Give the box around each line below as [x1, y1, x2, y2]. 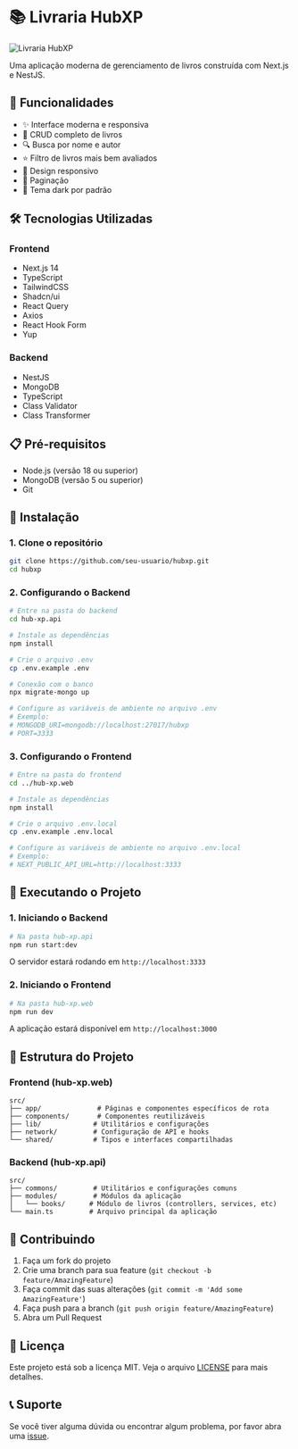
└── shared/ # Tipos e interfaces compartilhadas [9, 1136, 234, 1145]
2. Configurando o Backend [9, 586, 131, 598]
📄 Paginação [21, 175, 70, 186]
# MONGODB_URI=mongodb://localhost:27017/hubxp [9, 720, 190, 730]
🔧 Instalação [9, 510, 79, 525]
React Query [21, 301, 69, 312]
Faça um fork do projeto [21, 1255, 112, 1266]
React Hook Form [21, 320, 87, 330]
